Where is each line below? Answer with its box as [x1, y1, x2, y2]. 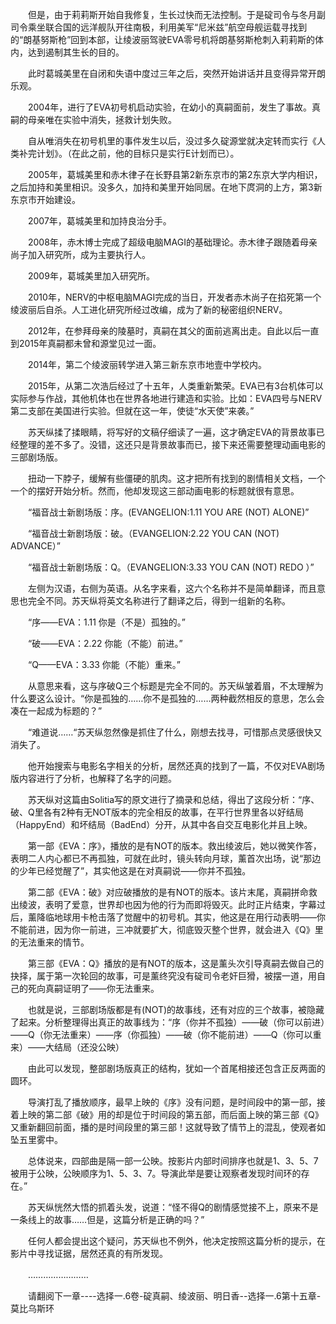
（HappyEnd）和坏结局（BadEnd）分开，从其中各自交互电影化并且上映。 [10, 819, 313, 830]
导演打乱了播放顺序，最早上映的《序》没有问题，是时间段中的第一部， [27, 1096, 317, 1108]
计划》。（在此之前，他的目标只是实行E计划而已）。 [36, 148, 240, 159]
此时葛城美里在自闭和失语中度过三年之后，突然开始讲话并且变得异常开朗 [27, 68, 326, 79]
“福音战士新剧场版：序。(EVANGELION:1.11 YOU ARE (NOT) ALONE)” [27, 506, 310, 518]
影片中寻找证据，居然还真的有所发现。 [10, 1248, 168, 1259]
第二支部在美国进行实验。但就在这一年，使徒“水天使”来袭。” [10, 405, 255, 417]
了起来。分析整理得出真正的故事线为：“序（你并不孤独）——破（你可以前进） [10, 1016, 326, 1028]
